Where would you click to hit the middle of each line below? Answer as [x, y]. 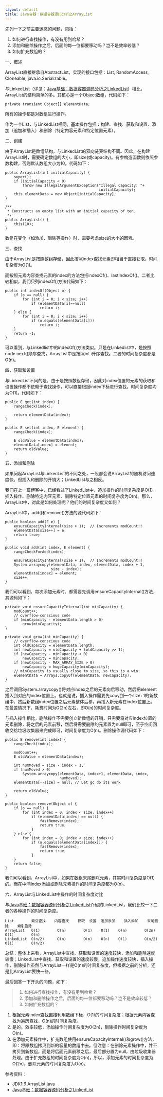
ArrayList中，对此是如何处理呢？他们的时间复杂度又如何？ [63, 502]
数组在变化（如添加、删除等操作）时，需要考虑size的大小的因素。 [71, 238]
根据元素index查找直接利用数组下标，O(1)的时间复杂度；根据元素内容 [81, 1015]
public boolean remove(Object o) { [41, 804]
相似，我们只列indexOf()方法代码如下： [48, 281]
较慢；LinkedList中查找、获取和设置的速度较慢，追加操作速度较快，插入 [77, 959]
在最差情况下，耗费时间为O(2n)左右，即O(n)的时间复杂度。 [64, 708]
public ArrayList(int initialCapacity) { [48, 172]
